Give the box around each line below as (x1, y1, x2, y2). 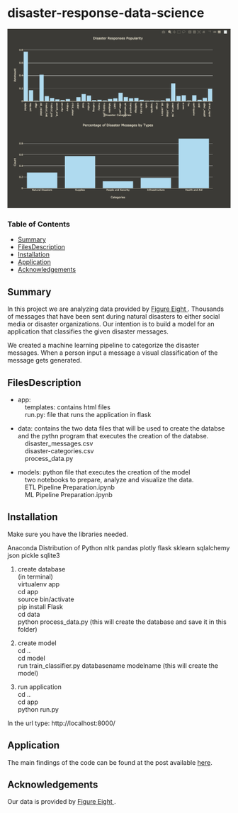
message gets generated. (7, 356, 82, 365)
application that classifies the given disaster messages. (7, 327, 169, 336)
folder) (17, 625, 38, 633)
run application (17, 682, 62, 691)
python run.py (17, 705, 59, 713)
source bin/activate (17, 595, 74, 603)
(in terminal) (17, 572, 53, 581)
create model (17, 639, 57, 647)
